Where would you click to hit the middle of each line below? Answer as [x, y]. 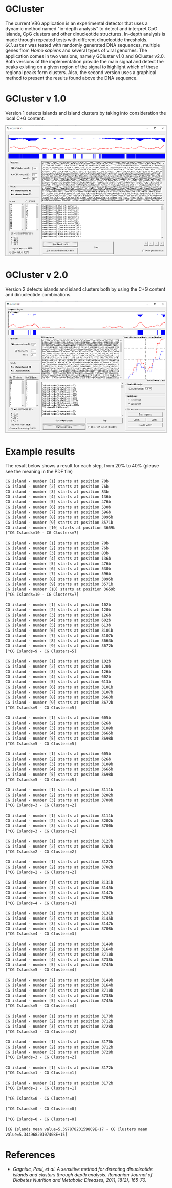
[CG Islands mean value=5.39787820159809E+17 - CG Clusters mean [76, 1129]
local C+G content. [25, 118]
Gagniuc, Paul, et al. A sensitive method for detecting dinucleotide [83, 1169]
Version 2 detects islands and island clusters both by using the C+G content [85, 289]
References [30, 1155]
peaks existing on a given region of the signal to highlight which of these [82, 67]
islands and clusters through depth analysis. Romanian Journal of [82, 1174]
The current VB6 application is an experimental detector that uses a [77, 23]
